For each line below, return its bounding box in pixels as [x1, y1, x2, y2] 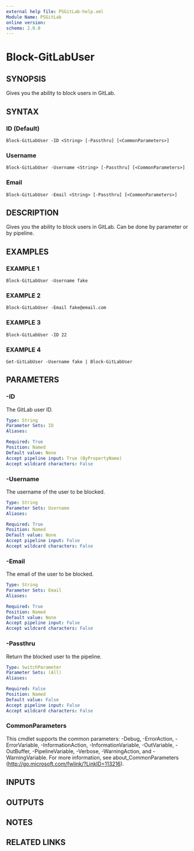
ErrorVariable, [6, 741, 40, 748]
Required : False [6, 686, 46, 692]
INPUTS [6, 777, 35, 787]
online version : [6, 19, 46, 25]
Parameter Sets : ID [6, 423, 54, 429]
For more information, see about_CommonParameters [49, 754, 179, 761]
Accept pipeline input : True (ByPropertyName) [6, 455, 122, 461]
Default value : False [6, 696, 59, 702]
